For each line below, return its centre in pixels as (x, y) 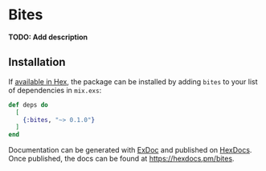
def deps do (28, 105)
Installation (37, 62)
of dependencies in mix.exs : (55, 90)
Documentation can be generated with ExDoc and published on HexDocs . (130, 150)
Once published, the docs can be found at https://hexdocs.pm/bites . (121, 159)
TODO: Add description (48, 37)
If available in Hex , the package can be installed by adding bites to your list (133, 81)
